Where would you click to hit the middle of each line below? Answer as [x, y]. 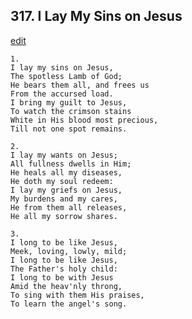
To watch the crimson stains [71, 111]
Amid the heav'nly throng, [66, 286]
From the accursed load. [62, 94]
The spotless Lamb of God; [66, 76]
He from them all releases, [69, 207]
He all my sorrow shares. [64, 216]
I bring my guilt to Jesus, [69, 102]
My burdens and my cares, [64, 199]
